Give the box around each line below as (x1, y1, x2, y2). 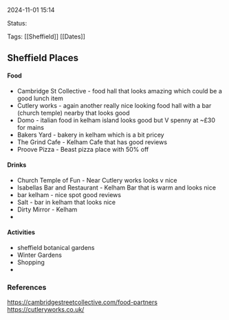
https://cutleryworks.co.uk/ (7, 306, 85, 314)
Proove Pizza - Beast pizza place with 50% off (17, 145, 149, 153)
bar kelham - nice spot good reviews (17, 190, 122, 198)
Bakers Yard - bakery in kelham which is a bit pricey (17, 130, 164, 139)
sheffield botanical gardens (17, 244, 95, 251)
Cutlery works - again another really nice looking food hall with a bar (17, 101, 212, 109)
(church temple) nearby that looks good (17, 108, 130, 117)
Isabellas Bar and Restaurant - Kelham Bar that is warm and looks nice (17, 183, 217, 192)
